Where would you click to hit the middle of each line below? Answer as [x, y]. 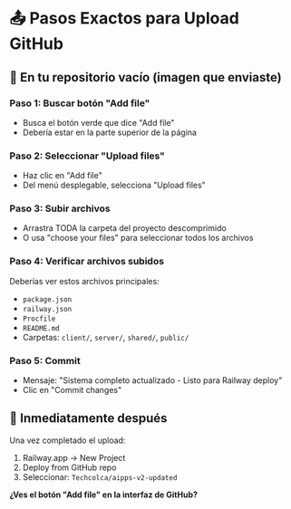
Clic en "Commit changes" [72, 390]
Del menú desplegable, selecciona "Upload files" [114, 185]
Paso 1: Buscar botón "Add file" [80, 103]
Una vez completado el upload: [68, 440]
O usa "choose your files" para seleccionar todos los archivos [138, 238]
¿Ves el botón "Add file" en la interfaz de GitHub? [103, 495]
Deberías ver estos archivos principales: [85, 281]
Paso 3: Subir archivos [60, 208]
